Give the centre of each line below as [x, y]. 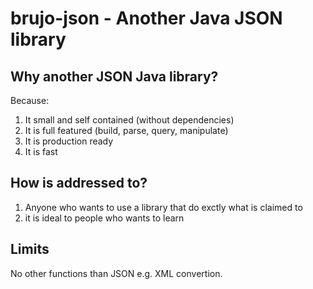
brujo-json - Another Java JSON [146, 18]
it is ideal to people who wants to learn [104, 218]
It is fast [41, 151]
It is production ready [69, 141]
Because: [30, 100]
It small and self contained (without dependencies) [129, 120]
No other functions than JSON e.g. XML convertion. [116, 273]
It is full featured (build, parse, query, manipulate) [126, 130]
